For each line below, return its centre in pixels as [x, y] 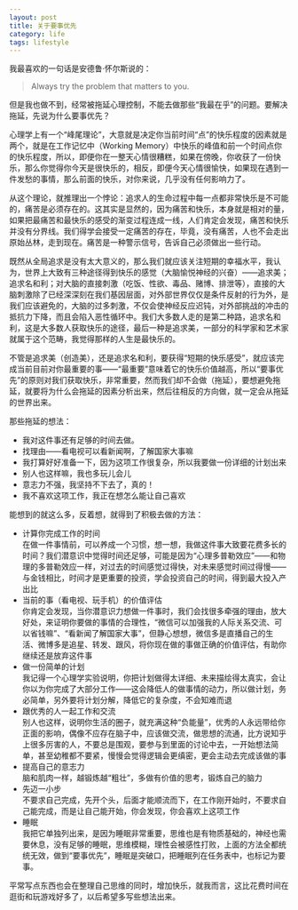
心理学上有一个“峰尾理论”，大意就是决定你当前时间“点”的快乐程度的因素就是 [148, 135]
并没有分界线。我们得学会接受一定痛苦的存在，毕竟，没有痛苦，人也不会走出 [149, 231]
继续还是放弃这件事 [57, 656]
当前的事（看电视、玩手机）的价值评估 [92, 600]
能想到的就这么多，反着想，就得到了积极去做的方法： [106, 515]
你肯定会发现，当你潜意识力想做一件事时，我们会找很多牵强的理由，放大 [154, 611]
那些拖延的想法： [40, 421]
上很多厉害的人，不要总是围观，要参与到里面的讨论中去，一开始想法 [146, 745]
